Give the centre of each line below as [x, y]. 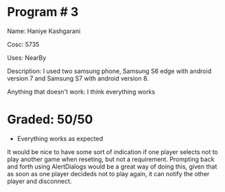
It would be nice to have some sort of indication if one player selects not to [113, 151]
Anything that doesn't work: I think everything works [81, 92]
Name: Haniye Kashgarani [44, 31]
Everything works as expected [60, 138]
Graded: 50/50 [50, 119]
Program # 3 [43, 12]
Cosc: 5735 [23, 44]
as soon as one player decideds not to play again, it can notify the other [108, 173]
